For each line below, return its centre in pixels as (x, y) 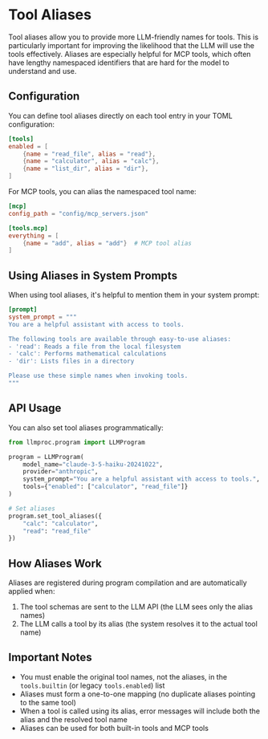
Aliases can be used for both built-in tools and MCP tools (114, 728)
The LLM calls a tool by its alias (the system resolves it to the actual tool (139, 624)
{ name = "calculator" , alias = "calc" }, (91, 161)
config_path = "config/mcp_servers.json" (79, 213)
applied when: (32, 591)
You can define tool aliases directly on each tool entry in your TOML (120, 116)
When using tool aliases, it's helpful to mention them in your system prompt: (134, 295)
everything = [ (34, 236)
